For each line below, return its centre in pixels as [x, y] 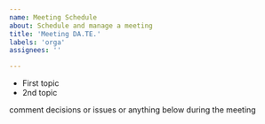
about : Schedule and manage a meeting [81, 26]
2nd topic [40, 93]
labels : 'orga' [37, 42]
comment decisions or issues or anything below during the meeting [132, 110]
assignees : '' [36, 50]
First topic [40, 83]
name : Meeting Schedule [53, 17]
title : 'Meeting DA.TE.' [55, 34]
